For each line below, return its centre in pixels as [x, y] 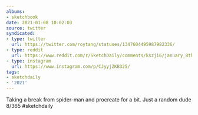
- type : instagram [29, 61]
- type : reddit [25, 50]
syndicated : [21, 34]
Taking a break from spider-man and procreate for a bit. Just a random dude [99, 100]
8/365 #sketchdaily [29, 106]
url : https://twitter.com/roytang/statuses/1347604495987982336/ [93, 45]
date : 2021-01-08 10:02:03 [39, 22]
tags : [13, 72]
